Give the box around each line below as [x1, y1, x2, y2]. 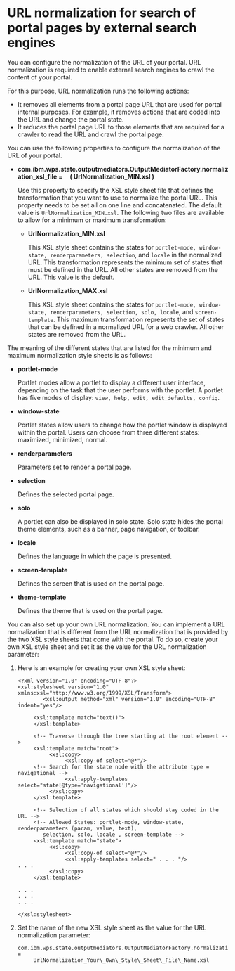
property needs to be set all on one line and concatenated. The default [17, 200, 222, 209]
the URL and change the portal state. [17, 115, 124, 124]
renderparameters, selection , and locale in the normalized [50, 250, 222, 259]
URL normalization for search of [7, 5, 196, 21]
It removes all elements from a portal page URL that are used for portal [17, 100, 222, 108]
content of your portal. [7, 72, 72, 82]
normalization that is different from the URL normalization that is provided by [7, 627, 229, 636]
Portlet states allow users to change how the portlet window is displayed [17, 420, 227, 429]
